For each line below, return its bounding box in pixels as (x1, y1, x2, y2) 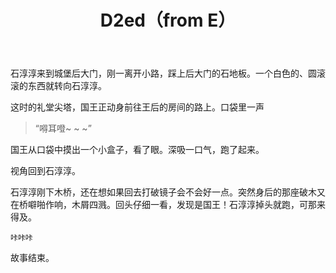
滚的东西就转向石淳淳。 (10, 80, 107, 92)
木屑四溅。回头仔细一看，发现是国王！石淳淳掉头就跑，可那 (71, 199, 317, 211)
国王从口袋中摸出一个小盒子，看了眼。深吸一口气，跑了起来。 (10, 144, 265, 156)
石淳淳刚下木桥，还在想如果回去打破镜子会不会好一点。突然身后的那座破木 (10, 186, 317, 198)
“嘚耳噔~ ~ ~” (34, 122, 92, 135)
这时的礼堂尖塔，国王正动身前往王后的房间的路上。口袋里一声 (10, 101, 265, 113)
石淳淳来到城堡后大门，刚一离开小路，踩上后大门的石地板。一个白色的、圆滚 (10, 67, 326, 80)
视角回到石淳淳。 (10, 165, 81, 177)
